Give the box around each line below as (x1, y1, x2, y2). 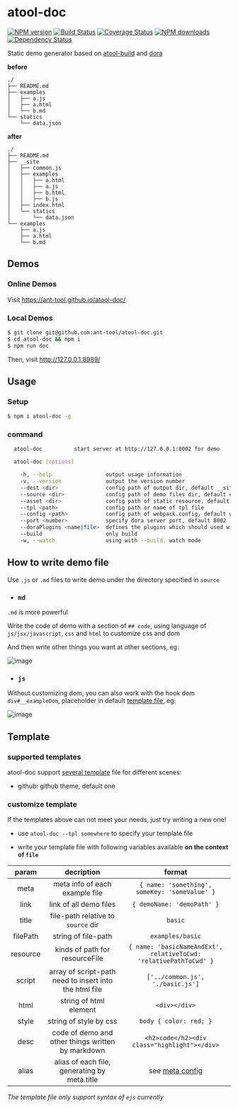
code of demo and (52, 1028, 113, 1038)
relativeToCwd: (149, 950, 202, 958)
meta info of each (52, 879, 112, 889)
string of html (59, 996, 105, 1006)
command (7, 430, 43, 440)
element (69, 1005, 96, 1015)
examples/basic (149, 932, 202, 940)
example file (62, 888, 103, 898)
